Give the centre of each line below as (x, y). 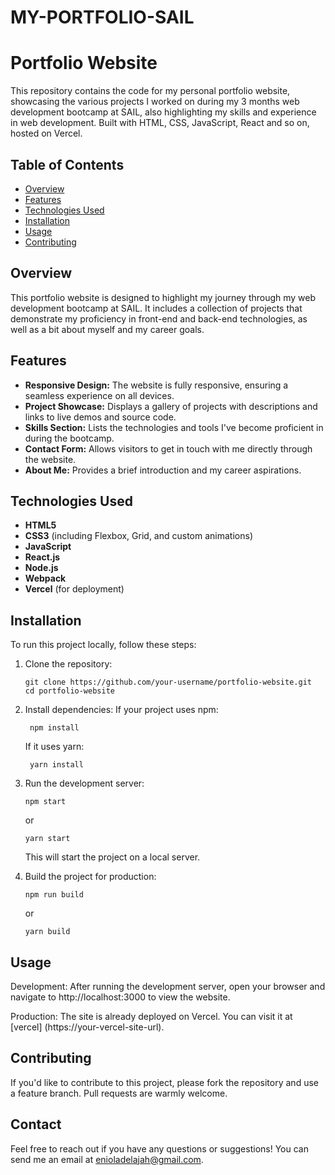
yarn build (47, 932)
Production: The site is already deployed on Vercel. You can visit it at (151, 1016)
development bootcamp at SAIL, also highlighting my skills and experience (163, 112)
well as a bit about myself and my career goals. (107, 329)
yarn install (56, 765)
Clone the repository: (68, 664)
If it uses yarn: (54, 747)
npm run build (54, 895)
